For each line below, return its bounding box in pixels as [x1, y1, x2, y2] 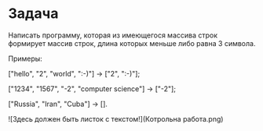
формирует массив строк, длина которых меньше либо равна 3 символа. [8, 38, 256, 48]
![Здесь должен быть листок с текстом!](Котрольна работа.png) [8, 114, 224, 123]
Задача [8, 5, 59, 23]
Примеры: [8, 54, 43, 63]
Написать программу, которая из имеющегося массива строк [8, 30, 218, 40]
